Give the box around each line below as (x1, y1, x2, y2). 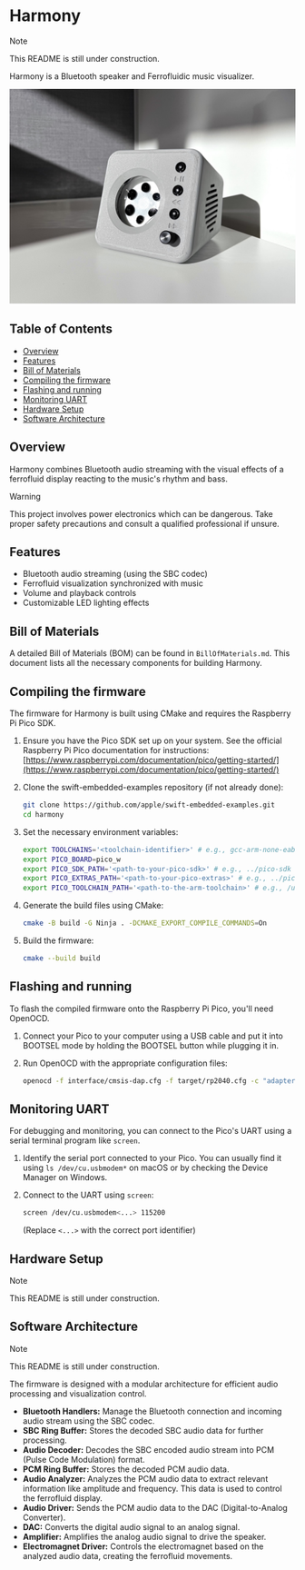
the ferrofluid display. (22, 1492, 103, 1504)
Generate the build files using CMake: (22, 900, 164, 911)
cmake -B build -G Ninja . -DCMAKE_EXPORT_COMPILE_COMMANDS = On (22, 919, 268, 928)
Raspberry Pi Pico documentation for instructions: (22, 745, 210, 755)
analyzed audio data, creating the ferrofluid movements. (22, 1550, 233, 1561)
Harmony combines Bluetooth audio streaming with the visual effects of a (9, 463, 284, 474)
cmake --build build (22, 954, 101, 963)
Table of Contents (9, 322, 113, 337)
